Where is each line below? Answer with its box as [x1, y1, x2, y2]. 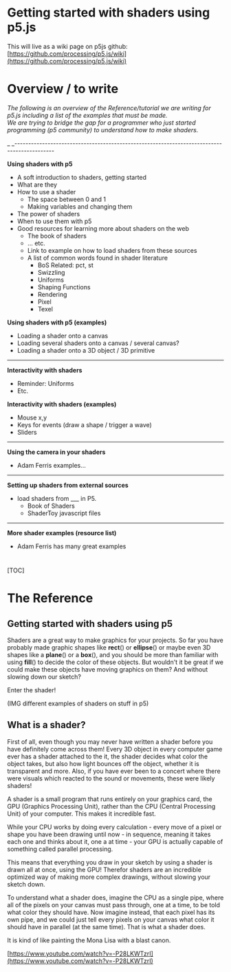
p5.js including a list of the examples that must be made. [7, 111, 168, 119]
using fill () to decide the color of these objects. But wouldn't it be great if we [7, 658, 223, 666]
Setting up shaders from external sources [7, 481, 129, 489]
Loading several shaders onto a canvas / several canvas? [16, 339, 180, 347]
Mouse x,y [16, 413, 47, 422]
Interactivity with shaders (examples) [7, 400, 117, 408]
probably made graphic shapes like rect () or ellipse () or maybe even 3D [7, 643, 211, 652]
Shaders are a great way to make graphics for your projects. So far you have [7, 636, 223, 645]
